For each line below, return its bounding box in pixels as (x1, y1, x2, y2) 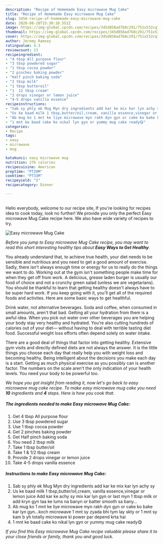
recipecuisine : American (5, 164, 56, 170)
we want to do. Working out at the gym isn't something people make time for (5, 269, 158, 275)
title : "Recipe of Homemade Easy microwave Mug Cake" (5, 12, 117, 16)
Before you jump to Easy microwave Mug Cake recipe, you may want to (5, 239, 149, 245)
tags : (5, 133, 16, 138)
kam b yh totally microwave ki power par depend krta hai (12, 514, 126, 520)
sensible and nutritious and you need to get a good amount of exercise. (5, 259, 148, 264)
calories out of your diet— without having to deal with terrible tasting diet (5, 325, 151, 331)
